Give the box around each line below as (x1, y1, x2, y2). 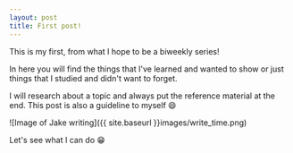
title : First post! (9, 21, 82, 30)
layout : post (9, 13, 58, 22)
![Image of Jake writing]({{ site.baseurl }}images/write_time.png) (9, 117, 247, 128)
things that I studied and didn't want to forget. (9, 72, 178, 83)
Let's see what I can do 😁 (9, 134, 105, 145)
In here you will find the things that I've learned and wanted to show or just (9, 64, 284, 74)
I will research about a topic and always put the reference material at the (9, 90, 275, 101)
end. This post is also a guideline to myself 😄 (9, 99, 177, 110)
